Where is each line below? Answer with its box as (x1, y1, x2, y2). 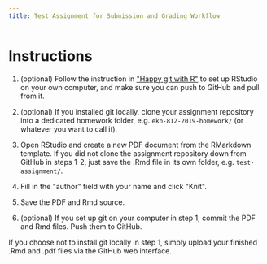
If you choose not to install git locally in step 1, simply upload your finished (8, 237, 258, 247)
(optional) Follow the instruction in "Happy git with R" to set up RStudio (20, 74, 258, 84)
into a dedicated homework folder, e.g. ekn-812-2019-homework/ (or (20, 115, 244, 125)
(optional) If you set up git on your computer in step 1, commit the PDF (20, 213, 256, 223)
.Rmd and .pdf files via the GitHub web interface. (8, 245, 173, 256)
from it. (20, 91, 45, 101)
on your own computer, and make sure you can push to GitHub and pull (20, 82, 260, 92)
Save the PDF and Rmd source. (20, 197, 125, 207)
